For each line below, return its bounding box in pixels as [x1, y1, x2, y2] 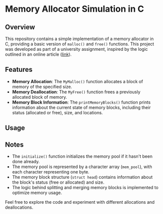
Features [5, 65, 33, 74]
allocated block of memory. [12, 94, 67, 100]
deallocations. [5, 204, 33, 211]
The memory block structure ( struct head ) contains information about [12, 174, 153, 180]
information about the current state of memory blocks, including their [12, 104, 151, 110]
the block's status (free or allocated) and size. [12, 179, 105, 185]
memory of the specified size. [12, 84, 72, 89]
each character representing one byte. [12, 169, 90, 175]
